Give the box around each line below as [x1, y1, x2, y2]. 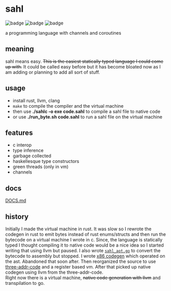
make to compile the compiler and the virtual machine [12, 103, 124, 109]
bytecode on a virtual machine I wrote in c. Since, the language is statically [5, 237, 163, 243]
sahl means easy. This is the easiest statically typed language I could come [5, 58, 163, 64]
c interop [12, 142, 32, 148]
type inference [12, 148, 44, 154]
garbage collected [12, 153, 52, 159]
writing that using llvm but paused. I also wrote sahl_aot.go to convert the [5, 248, 161, 253]
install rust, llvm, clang [12, 98, 60, 104]
